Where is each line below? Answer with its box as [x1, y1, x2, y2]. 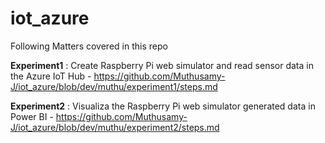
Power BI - [10, 110, 54, 122]
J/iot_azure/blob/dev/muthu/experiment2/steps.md [10, 121, 220, 133]
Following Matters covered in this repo [10, 40, 168, 52]
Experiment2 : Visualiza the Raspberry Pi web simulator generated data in [10, 100, 316, 112]
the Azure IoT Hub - [10, 70, 92, 82]
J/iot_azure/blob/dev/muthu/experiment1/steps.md [10, 80, 218, 92]
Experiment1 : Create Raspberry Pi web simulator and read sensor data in [10, 59, 314, 71]
